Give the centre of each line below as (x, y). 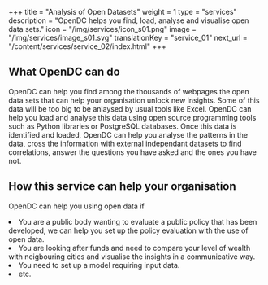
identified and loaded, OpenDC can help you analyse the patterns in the (128, 134)
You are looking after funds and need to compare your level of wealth (135, 248)
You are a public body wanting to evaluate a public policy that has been (138, 221)
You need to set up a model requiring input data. (99, 265)
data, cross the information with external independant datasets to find (125, 143)
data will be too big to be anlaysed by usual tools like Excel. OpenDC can (130, 108)
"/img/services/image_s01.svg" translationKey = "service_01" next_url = (128, 37)
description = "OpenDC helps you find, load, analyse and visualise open (129, 20)
